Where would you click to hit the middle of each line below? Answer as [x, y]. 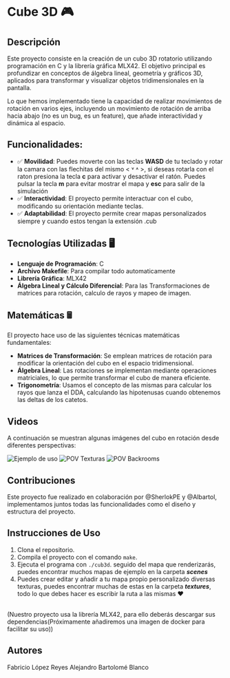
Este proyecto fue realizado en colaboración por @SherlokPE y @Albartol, [112, 497]
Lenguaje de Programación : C [61, 264]
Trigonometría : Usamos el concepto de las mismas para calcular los [114, 385]
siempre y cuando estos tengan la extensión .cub [87, 221]
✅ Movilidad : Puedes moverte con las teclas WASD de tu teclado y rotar [120, 161]
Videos [23, 422]
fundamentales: [29, 343]
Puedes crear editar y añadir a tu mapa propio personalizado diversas [116, 579]
